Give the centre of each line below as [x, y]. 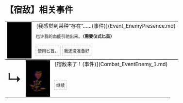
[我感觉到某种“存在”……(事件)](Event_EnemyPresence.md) [106, 26]
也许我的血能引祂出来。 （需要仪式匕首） [75, 36]
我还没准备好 [77, 51]
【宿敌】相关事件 [39, 10]
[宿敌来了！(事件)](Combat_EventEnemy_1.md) [111, 65]
